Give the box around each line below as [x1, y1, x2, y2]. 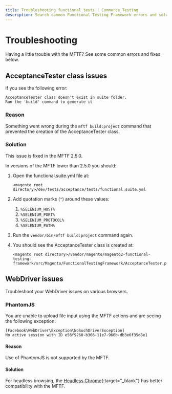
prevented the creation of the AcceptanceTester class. [5, 128, 120, 135]
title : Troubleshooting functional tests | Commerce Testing [5, 7, 139, 13]
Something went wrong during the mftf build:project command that [5, 123, 152, 129]
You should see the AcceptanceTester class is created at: [12, 242, 134, 248]
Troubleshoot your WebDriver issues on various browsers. [5, 288, 128, 294]
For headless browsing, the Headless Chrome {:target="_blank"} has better [5, 378, 163, 384]
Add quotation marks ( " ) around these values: [12, 195, 110, 202]
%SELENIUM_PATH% [20, 223, 55, 228]
